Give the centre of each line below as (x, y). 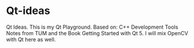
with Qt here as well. (31, 39)
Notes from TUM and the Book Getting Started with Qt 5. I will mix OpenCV (97, 33)
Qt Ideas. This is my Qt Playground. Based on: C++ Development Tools (92, 27)
